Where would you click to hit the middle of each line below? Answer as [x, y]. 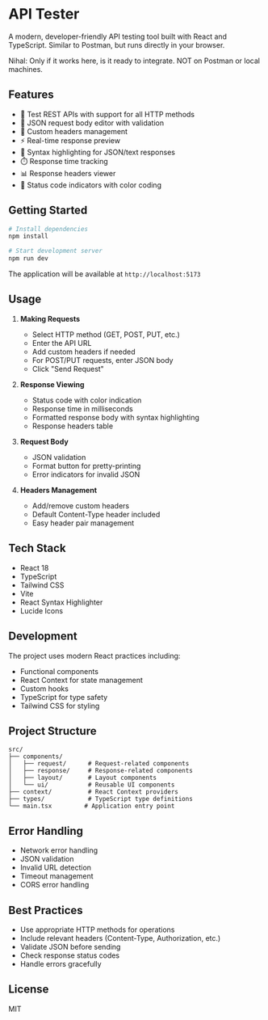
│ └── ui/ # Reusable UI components [92, 785]
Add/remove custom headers [81, 505]
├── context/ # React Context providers [94, 792]
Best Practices [46, 910]
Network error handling [59, 850]
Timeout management [57, 876]
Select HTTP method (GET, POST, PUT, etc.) [106, 334]
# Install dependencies [48, 229]
